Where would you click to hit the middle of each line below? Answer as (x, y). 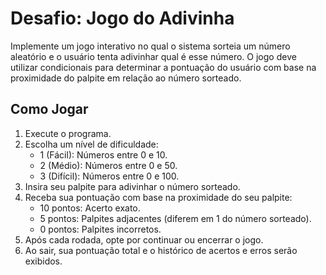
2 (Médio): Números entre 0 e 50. (108, 165)
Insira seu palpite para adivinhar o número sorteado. (132, 186)
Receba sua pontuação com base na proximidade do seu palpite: (158, 197)
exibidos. (43, 261)
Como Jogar (49, 109)
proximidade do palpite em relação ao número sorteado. (126, 78)
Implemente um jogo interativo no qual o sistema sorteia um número (150, 46)
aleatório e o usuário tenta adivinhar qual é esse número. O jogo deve (153, 56)
